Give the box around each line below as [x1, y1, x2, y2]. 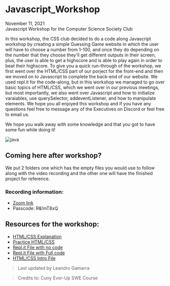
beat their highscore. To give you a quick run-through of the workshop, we [5, 63, 161, 69]
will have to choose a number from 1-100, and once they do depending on [5, 46, 160, 52]
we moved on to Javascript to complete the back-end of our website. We [5, 73, 158, 79]
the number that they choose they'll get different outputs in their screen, [5, 52, 156, 58]
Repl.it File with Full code [12, 249, 65, 255]
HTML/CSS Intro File [12, 255, 56, 261]
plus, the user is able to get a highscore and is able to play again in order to [5, 57, 162, 63]
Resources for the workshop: [5, 220, 99, 228]
